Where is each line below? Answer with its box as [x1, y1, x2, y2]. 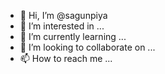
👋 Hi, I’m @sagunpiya [19, 10, 108, 21]
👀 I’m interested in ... [19, 20, 105, 32]
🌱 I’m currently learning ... [19, 31, 127, 42]
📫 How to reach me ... [19, 53, 113, 64]
